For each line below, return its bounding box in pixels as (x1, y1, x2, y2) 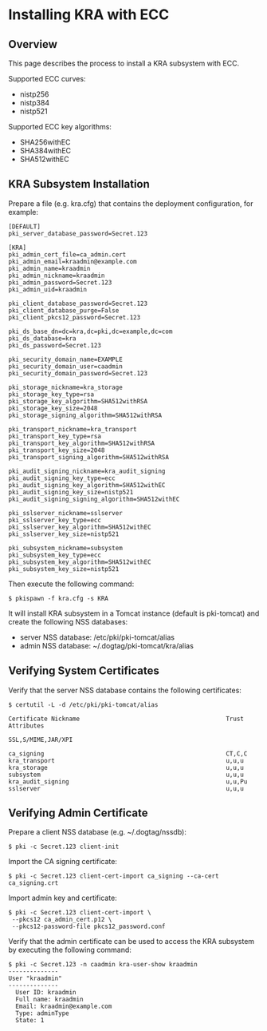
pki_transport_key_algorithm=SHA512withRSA (8, 439, 155, 447)
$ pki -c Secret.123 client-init (8, 843, 120, 851)
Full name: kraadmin (15, 996, 84, 1004)
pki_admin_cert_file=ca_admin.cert (8, 250, 127, 259)
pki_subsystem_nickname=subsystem (8, 544, 124, 552)
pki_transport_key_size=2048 (8, 446, 105, 454)
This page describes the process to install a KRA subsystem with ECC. (8, 58, 240, 68)
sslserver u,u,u (8, 784, 245, 792)
